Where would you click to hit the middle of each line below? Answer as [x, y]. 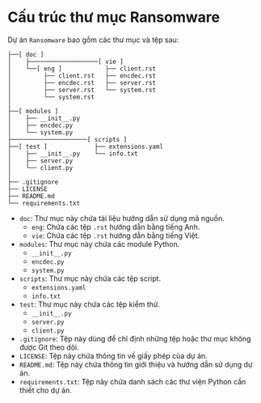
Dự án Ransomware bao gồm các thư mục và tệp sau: [93, 40]
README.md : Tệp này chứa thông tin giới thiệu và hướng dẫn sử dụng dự [136, 364]
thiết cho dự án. [45, 390]
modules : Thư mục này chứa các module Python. [99, 244]
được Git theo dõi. [49, 347]
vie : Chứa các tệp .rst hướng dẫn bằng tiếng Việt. [116, 235]
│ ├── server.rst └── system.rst [82, 90]
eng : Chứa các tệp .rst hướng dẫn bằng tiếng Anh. [116, 227]
